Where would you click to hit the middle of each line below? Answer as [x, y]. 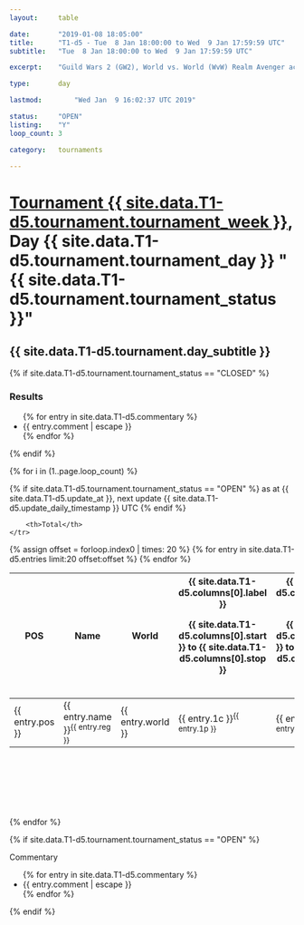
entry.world [145, 722]
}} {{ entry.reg [87, 729]
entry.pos [34, 722]
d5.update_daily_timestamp [60, 508]
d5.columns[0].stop [223, 658]
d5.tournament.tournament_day [133, 260]
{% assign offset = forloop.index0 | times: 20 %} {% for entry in [128, 549]
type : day [40, 84]
